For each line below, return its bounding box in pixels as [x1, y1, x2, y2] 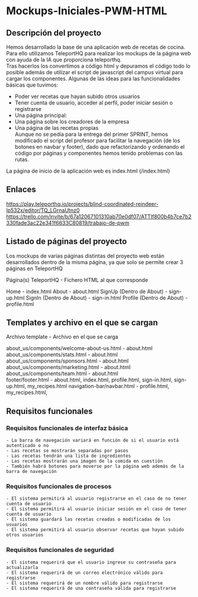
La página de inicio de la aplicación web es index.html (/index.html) [6, 167, 170, 174]
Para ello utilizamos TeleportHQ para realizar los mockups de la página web [6, 50, 191, 57]
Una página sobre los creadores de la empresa [14, 118, 129, 125]
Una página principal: [14, 112, 67, 119]
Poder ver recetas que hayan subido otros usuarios [14, 93, 140, 100]
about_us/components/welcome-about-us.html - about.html [6, 345, 153, 352]
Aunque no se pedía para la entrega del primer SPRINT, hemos [14, 131, 168, 138]
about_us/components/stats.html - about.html [6, 351, 118, 358]
